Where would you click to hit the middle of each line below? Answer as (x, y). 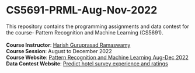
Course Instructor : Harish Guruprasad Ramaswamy (68, 45)
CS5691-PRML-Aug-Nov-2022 (82, 10)
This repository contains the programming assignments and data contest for (98, 26)
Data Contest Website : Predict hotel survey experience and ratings (87, 63)
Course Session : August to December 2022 (59, 51)
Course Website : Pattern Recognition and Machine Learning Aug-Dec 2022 (97, 57)
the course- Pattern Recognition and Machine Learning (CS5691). (85, 32)
